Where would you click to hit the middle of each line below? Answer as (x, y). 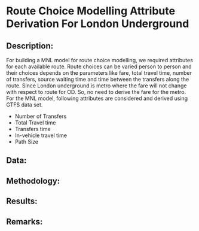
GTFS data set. (25, 105)
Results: (22, 201)
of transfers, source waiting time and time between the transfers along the (98, 79)
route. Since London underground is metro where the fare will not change (97, 86)
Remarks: (25, 222)
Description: (30, 46)
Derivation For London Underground (98, 24)
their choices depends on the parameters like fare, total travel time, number (99, 73)
